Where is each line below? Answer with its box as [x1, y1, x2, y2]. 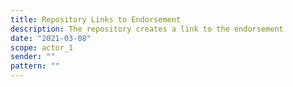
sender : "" [10, 52, 56, 62]
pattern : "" [10, 61, 60, 71]
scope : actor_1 [10, 42, 74, 53]
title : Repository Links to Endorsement [10, 14, 182, 25]
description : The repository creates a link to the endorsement [10, 24, 284, 34]
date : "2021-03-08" [10, 33, 92, 43]
